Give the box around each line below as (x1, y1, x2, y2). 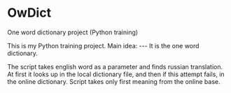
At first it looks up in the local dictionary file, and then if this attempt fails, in (7, 70, 225, 78)
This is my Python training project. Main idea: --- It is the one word (7, 41, 199, 50)
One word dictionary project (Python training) (7, 28, 139, 36)
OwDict (7, 5, 51, 21)
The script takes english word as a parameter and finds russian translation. (7, 62, 223, 71)
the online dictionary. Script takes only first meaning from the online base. (7, 77, 220, 85)
